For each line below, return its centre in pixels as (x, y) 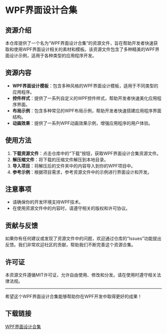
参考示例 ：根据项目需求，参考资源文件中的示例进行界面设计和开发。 (82, 172)
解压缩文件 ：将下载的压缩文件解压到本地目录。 (60, 160)
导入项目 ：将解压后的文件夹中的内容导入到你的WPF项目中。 (74, 166)
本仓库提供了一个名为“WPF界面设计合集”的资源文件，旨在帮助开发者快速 (80, 43)
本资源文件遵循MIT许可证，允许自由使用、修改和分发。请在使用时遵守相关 (81, 275)
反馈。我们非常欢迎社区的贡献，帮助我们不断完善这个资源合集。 (70, 245)
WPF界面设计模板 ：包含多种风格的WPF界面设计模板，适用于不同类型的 (85, 86)
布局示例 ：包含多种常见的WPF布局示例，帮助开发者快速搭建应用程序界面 (87, 111)
